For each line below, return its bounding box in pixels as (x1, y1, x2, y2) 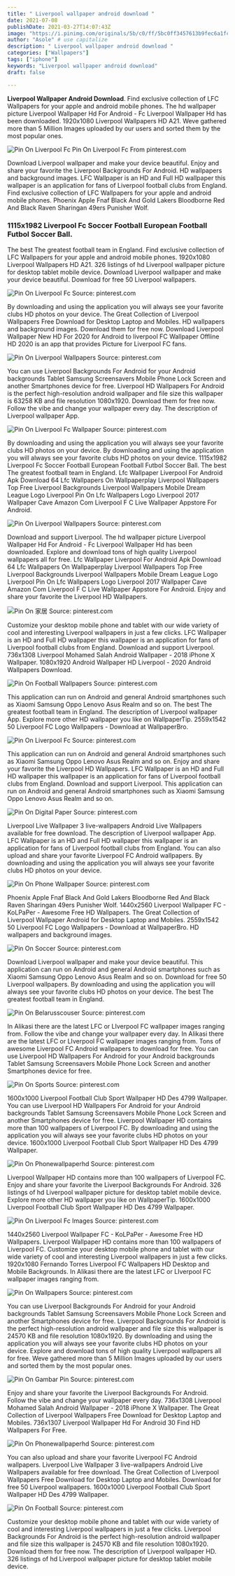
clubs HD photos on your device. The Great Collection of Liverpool (7, 310, 199, 318)
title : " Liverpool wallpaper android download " (7, 10, 155, 18)
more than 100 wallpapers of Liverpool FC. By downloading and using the (7, 1123, 219, 1132)
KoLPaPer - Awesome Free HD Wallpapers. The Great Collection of (7, 908, 200, 917)
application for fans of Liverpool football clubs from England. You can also (7, 844, 221, 852)
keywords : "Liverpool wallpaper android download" (7, 62, 158, 69)
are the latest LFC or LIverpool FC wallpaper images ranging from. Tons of (7, 1036, 222, 1045)
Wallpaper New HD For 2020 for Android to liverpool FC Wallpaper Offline (7, 332, 220, 341)
